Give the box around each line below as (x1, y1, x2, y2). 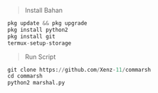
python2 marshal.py (7, 80, 65, 87)
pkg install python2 (7, 26, 69, 33)
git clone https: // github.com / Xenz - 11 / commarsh (7, 66, 152, 73)
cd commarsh (7, 72, 43, 80)
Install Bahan (24, 6, 63, 14)
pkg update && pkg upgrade (7, 20, 88, 27)
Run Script (24, 53, 56, 61)
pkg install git (7, 33, 56, 40)
